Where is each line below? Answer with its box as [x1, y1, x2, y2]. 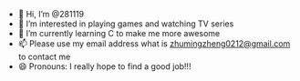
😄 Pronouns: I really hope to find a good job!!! [17, 61, 191, 72]
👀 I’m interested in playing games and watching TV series [17, 18, 234, 29]
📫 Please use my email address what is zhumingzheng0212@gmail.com [17, 38, 291, 49]
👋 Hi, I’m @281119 [17, 9, 85, 19]
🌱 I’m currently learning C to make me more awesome [17, 28, 221, 38]
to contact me [17, 51, 71, 62]
